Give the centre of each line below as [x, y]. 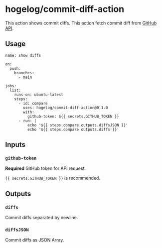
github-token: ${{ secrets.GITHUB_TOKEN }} [73, 116]
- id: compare [33, 103]
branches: [24, 73]
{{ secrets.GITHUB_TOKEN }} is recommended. [53, 178]
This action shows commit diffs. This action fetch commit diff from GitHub [81, 23]
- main [25, 77]
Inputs [15, 145]
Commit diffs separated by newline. [42, 218]
